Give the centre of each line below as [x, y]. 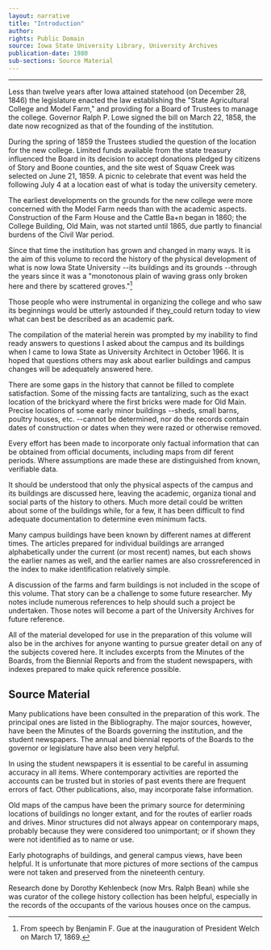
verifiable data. [33, 469]
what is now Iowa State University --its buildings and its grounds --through [133, 267]
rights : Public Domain [46, 38]
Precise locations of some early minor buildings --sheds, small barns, [124, 410]
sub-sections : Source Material [61, 61]
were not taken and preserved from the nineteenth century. [107, 872]
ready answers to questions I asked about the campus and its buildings [126, 343]
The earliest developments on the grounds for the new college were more [131, 200]
